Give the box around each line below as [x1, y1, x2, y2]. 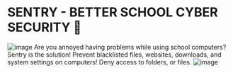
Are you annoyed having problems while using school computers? [34, 43, 227, 51]
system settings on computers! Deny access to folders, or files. [7, 57, 192, 66]
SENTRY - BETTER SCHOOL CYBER [7, 4, 218, 21]
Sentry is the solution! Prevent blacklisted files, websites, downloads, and [7, 50, 222, 59]
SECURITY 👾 [7, 19, 82, 35]
